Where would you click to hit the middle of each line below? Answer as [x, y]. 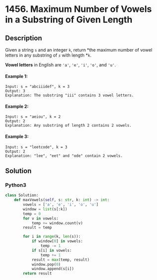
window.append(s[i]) [53, 269]
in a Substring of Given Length [69, 20]
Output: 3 [15, 91]
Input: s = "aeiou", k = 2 [33, 117]
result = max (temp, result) [61, 260]
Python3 [16, 185]
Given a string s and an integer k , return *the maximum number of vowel [79, 50]
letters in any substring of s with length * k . [48, 55]
